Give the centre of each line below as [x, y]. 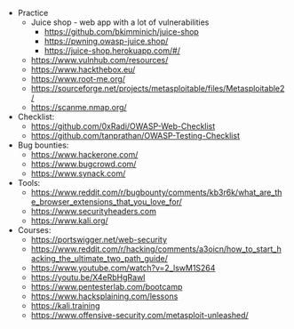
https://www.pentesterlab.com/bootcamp [107, 287]
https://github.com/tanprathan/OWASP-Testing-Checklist [135, 136]
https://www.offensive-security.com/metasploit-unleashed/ [139, 315]
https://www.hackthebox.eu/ [83, 69]
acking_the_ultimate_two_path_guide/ [99, 258]
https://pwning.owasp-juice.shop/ [106, 41]
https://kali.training [65, 305]
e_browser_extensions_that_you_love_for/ [106, 202]
